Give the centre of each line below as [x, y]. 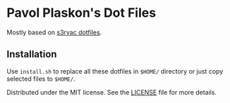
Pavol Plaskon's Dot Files [81, 13]
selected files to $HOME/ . [41, 78]
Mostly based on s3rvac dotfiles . [54, 32]
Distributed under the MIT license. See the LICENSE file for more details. [111, 92]
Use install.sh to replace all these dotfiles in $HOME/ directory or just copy [115, 71]
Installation [32, 54]
